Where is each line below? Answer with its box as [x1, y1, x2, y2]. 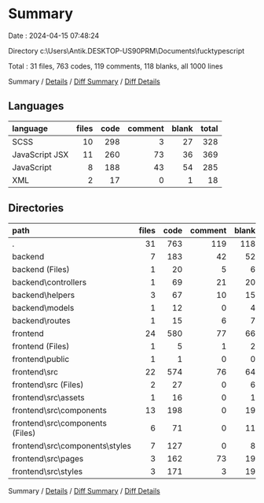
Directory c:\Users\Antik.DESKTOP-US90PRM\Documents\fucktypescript [8, 46, 245, 55]
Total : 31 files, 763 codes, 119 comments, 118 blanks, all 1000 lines [8, 61, 223, 71]
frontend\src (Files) [12, 379, 84, 390]
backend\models [12, 302, 75, 313]
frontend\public [12, 353, 70, 364]
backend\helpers [12, 289, 75, 300]
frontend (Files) [12, 341, 70, 352]
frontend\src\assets [12, 392, 85, 403]
